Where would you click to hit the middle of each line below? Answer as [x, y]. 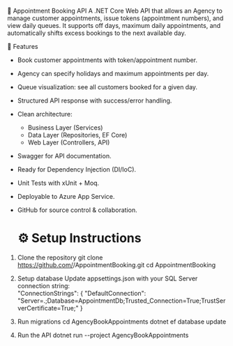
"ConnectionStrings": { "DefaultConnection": [82, 293]
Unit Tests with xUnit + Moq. [58, 183]
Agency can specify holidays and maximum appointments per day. [113, 74]
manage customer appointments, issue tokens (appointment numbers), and [115, 18]
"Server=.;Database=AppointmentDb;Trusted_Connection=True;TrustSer [121, 301]
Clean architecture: [45, 114]
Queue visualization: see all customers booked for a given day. [107, 87]
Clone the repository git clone [60, 257]
